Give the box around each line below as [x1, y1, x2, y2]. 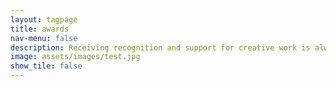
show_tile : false [10, 61, 83, 71]
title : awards [10, 24, 70, 34]
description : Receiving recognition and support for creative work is [10, 42, 311, 53]
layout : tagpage [10, 14, 78, 25]
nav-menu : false [10, 33, 78, 43]
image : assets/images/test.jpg [10, 52, 141, 62]
